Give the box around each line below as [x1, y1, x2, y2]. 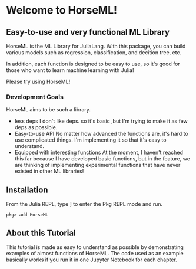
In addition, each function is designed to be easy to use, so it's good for [6, 60, 181, 67]
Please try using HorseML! [6, 78, 71, 85]
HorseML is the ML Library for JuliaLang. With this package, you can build [6, 42, 186, 50]
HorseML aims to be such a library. [6, 106, 91, 113]
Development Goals [6, 93, 64, 101]
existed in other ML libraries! [14, 168, 84, 175]
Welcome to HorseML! [6, 4, 118, 17]
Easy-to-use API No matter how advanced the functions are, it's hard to [14, 130, 188, 137]
